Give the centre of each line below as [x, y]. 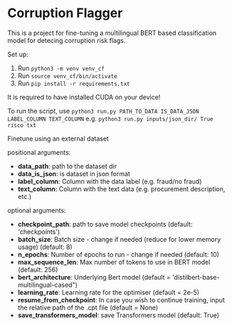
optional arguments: [37, 210]
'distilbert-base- [196, 277]
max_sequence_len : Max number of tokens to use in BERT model [114, 262]
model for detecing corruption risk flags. [67, 40]
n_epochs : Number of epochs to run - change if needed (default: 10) [118, 254]
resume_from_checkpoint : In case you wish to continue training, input [121, 300]
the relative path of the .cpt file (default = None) [88, 307]
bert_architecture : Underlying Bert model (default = [94, 277]
